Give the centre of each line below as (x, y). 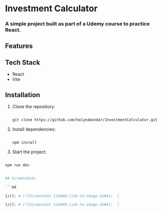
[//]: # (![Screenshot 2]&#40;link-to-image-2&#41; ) (62, 205)
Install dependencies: (34, 129)
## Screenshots (21, 178)
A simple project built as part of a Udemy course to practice (77, 24)
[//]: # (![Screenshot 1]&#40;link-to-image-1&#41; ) (62, 196)
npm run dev (17, 165)
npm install (24, 142)
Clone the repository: (34, 107)
